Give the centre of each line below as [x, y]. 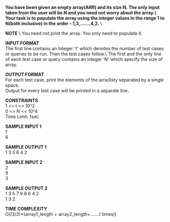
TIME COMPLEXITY [26, 209]
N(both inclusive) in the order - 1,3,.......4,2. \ [54, 23]
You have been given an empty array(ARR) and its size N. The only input [82, 7]
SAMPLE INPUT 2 [24, 162]
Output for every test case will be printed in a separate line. [67, 90]
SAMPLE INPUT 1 [23, 126]
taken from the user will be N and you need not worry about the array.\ [81, 13]
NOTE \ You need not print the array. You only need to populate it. [74, 33]
